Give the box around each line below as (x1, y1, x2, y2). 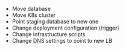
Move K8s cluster (11, 11, 56, 19)
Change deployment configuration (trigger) (11, 24, 120, 31)
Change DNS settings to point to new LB (11, 37, 113, 44)
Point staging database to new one (11, 18, 99, 25)
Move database (11, 5, 51, 12)
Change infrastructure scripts (11, 31, 86, 38)
